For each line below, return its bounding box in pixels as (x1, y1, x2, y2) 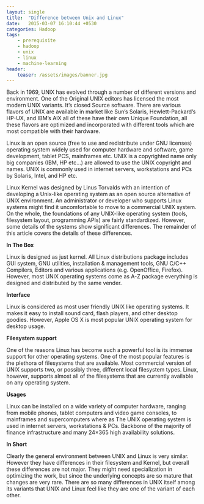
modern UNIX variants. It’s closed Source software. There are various (6, 102, 181, 109)
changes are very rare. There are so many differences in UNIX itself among (6, 479, 195, 486)
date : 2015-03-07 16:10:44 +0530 (6, 20, 97, 26)
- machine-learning (17, 60, 67, 66)
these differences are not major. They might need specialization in (6, 465, 173, 473)
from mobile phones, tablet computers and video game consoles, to (6, 409, 177, 417)
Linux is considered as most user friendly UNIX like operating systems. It (6, 303, 189, 310)
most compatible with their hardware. (6, 128, 101, 135)
